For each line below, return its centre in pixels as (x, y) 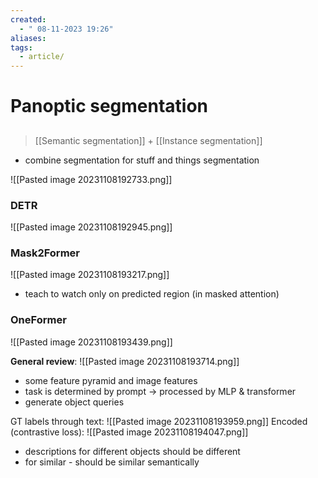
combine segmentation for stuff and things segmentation (142, 160)
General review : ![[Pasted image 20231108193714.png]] (125, 361)
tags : (21, 47)
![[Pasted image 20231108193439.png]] (91, 342)
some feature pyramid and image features (111, 380)
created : (28, 19)
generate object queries (74, 402)
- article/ (42, 57)
